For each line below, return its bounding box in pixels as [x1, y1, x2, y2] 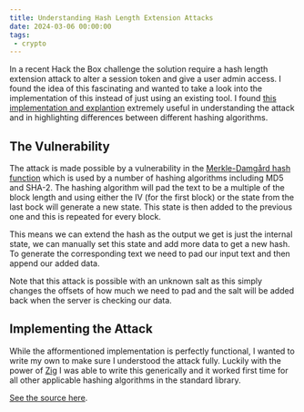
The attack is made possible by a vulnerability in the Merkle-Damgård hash [9, 163, 291, 174]
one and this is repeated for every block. [9, 211, 162, 222]
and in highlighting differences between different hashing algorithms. [9, 112, 269, 123]
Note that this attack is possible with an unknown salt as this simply [9, 275, 262, 287]
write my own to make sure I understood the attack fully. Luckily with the [9, 355, 282, 366]
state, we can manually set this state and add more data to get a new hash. [9, 239, 290, 250]
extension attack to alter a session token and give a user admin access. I [9, 74, 282, 85]
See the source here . [9, 392, 88, 403]
